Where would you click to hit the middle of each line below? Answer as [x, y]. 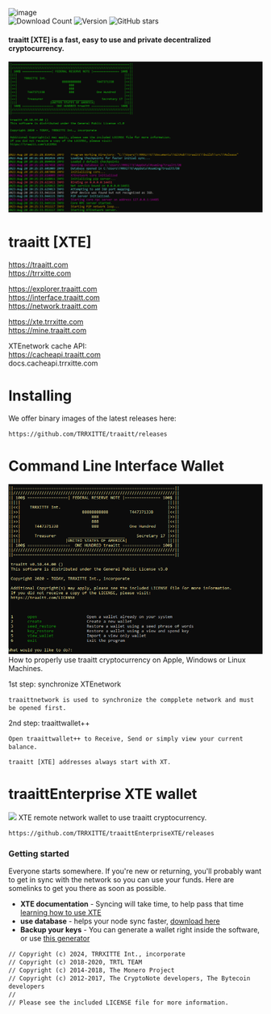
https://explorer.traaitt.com [53, 289]
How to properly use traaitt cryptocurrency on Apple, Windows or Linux [127, 660]
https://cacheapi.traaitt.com [54, 354]
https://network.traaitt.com [53, 306]
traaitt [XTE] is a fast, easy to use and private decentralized [110, 40]
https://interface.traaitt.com [54, 297]
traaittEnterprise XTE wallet [103, 794]
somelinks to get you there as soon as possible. [88, 889]
